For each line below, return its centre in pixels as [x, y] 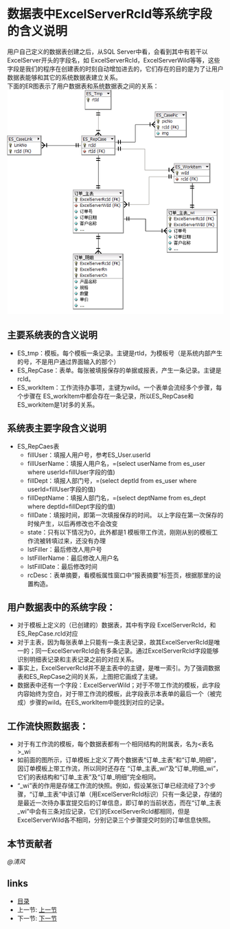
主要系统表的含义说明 [52, 335]
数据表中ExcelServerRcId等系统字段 [110, 14]
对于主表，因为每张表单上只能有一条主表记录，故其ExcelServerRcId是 [116, 642]
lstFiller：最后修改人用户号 [65, 549]
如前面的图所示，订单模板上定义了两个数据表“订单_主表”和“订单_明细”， [118, 760]
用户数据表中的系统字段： [61, 607]
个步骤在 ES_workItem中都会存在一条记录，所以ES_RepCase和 [105, 396]
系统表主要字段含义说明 [57, 428]
